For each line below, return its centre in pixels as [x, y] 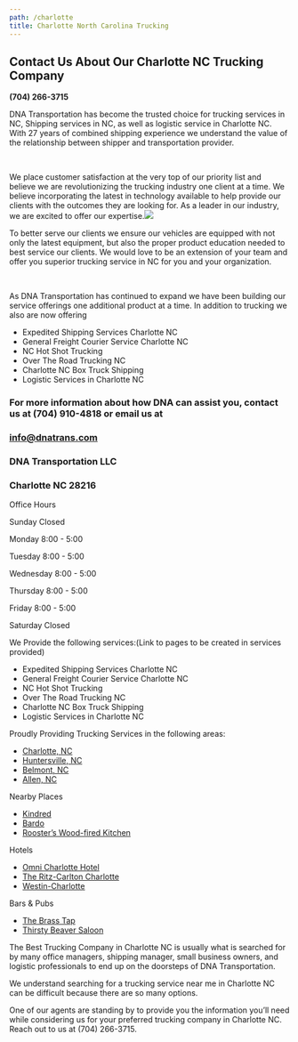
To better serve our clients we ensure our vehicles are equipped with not [142, 233]
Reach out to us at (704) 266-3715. [73, 1030]
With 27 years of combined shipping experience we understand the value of [149, 133]
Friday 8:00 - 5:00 [43, 608]
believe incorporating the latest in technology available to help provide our [145, 196]
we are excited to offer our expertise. [77, 216]
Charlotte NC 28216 [52, 485]
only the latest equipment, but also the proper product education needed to [147, 243]
